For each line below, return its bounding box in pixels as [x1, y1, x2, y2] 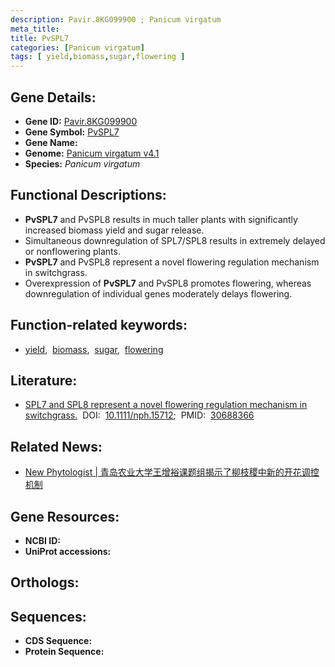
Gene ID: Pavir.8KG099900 [24, 115, 138, 127]
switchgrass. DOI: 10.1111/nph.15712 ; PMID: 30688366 [24, 409, 255, 421]
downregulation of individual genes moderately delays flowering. [24, 287, 293, 300]
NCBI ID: [24, 535, 62, 546]
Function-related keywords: [10, 317, 188, 334]
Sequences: [10, 608, 87, 625]
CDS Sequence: [24, 635, 93, 647]
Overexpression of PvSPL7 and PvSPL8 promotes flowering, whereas [24, 277, 312, 289]
